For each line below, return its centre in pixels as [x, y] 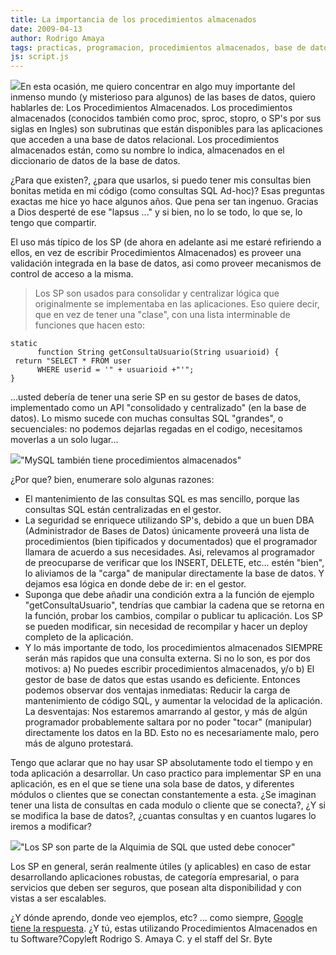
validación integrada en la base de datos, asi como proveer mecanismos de [166, 263]
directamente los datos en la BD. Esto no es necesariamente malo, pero [172, 733]
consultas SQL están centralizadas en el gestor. [123, 510]
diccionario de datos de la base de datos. [95, 161]
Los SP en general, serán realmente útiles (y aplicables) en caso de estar [161, 867]
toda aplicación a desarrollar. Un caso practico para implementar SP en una [166, 773]
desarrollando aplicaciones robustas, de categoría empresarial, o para [155, 877]
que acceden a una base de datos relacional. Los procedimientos [145, 140]
